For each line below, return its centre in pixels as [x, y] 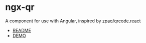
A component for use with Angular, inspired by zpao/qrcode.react [73, 21]
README [22, 30]
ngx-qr [20, 7]
